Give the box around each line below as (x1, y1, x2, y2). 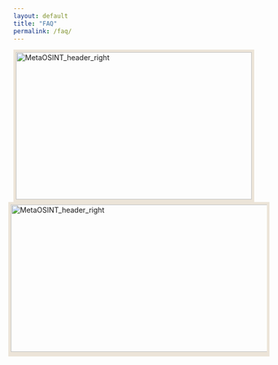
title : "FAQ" (13, 20, 58, 28)
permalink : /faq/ (13, 27, 72, 35)
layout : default (13, 11, 68, 20)
